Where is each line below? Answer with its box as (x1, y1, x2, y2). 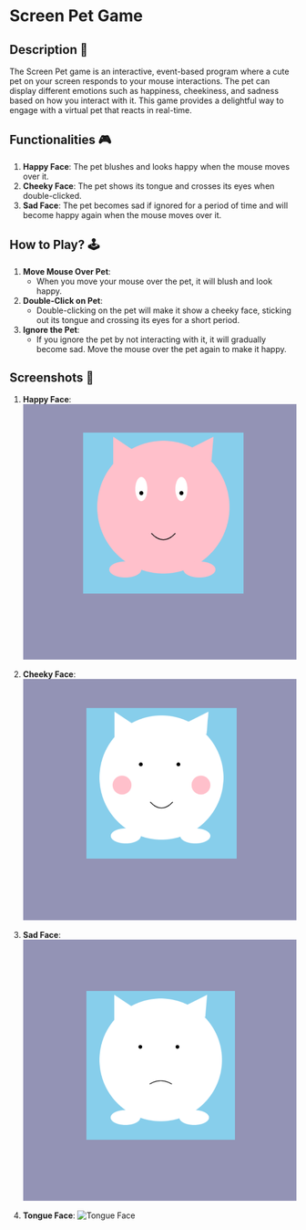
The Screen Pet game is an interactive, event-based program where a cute (9, 66, 290, 77)
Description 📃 (9, 42, 88, 57)
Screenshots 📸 (9, 370, 95, 386)
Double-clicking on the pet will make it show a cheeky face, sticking (36, 305, 291, 316)
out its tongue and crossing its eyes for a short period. (36, 314, 240, 325)
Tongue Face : (22, 1210, 76, 1221)
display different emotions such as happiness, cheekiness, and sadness (9, 86, 280, 96)
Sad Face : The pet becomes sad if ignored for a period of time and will (22, 200, 289, 211)
